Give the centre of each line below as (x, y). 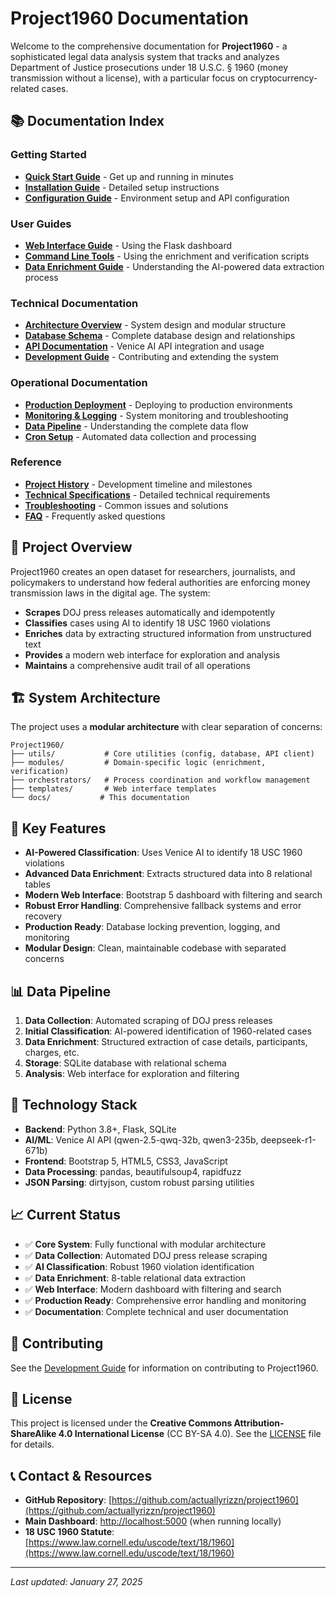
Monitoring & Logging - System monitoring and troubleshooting (156, 415)
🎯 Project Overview (71, 547)
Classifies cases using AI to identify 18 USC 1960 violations (147, 623)
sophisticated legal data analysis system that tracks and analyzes (145, 56)
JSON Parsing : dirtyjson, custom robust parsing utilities (139, 1182)
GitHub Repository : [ (68, 1500)
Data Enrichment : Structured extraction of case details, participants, (166, 1042)
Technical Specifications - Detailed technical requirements (147, 494)
